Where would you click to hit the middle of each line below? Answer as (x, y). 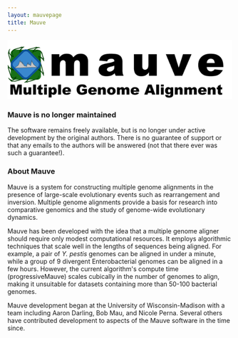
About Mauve (31, 171)
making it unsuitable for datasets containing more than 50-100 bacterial (112, 284)
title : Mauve (27, 22)
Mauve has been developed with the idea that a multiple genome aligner (113, 231)
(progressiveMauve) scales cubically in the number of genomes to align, (113, 276)
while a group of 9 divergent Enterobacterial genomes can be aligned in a (115, 261)
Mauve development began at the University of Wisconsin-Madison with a (116, 305)
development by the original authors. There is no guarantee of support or (115, 138)
